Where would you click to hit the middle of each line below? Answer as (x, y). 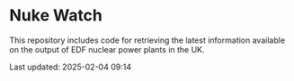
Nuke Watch (56, 16)
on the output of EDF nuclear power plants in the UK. (107, 49)
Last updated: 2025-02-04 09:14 (71, 67)
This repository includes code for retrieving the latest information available (147, 40)
